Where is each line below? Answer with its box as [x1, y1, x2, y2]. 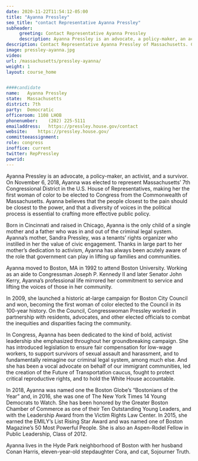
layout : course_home [6, 69, 57, 75]
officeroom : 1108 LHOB [6, 112, 62, 118]
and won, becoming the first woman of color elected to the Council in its [6, 300, 181, 308]
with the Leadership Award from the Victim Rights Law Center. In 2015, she [6, 411, 187, 419]
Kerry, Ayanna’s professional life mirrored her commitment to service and [6, 277, 184, 284]
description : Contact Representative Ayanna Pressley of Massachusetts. [6, 42, 189, 48]
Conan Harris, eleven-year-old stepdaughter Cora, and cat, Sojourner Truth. [6, 448, 191, 455]
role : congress [6, 140, 44, 146]
